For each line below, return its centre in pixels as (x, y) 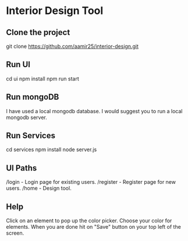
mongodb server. (27, 117)
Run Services (31, 136)
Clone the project (38, 32)
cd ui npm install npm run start (43, 78)
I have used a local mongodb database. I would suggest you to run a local (94, 111)
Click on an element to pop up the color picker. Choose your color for (89, 221)
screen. (15, 233)
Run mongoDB (33, 97)
